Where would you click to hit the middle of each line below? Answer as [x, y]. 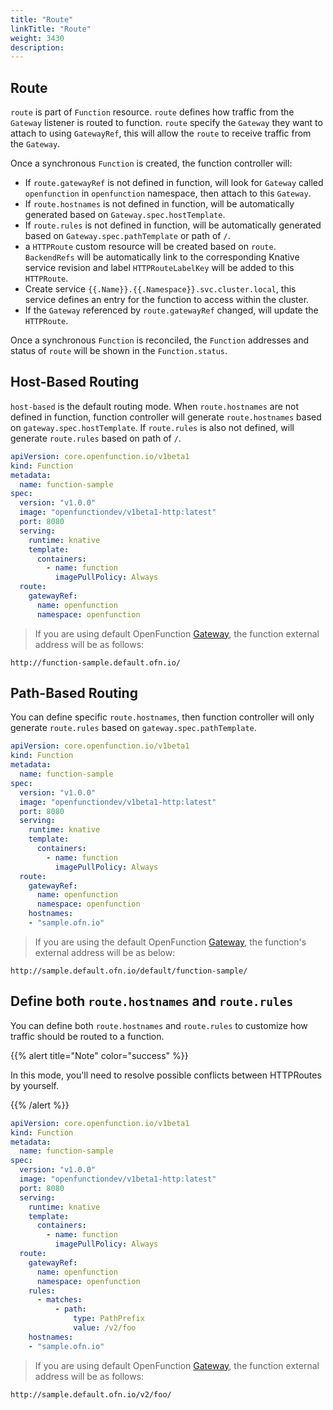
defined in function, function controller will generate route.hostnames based [166, 417]
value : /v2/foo [105, 1328]
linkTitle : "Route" [51, 29]
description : [37, 47]
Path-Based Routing [74, 693]
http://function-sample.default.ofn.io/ [96, 662]
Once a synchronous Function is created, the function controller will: [151, 163]
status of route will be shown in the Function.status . [119, 351]
